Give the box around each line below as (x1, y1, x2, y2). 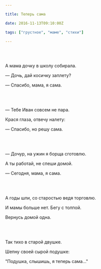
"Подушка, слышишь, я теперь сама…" (5, 258, 88, 264)
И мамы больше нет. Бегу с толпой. (5, 204, 81, 210)
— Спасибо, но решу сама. (5, 126, 63, 132)
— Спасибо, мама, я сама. (5, 82, 62, 88)
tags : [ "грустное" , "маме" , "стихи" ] (5, 29, 84, 35)
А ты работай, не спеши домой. (5, 160, 73, 166)
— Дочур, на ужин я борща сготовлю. (5, 151, 86, 157)
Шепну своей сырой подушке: (5, 248, 70, 255)
